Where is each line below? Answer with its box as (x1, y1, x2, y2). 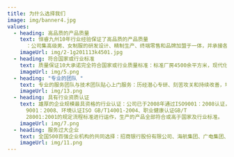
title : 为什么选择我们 (7, 10, 66, 17)
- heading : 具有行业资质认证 (13, 94, 90, 101)
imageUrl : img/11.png (19, 140, 82, 147)
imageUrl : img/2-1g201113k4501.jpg (19, 49, 123, 56)
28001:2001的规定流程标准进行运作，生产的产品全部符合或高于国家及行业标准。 (25, 113, 224, 120)
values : (7, 23, 30, 30)
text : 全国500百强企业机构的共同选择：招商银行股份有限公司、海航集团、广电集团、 (19, 133, 230, 140)
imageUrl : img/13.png (19, 88, 82, 94)
